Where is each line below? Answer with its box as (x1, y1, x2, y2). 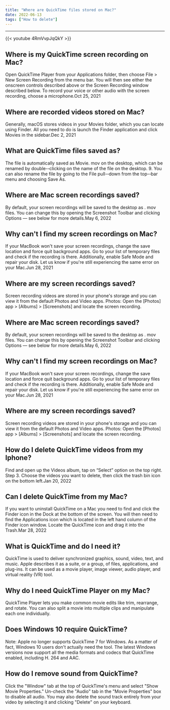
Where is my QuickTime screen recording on (5, 50, 148, 59)
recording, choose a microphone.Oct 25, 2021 (5, 93, 101, 99)
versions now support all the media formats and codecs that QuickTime (5, 649, 154, 655)
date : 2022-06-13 (5, 12, 42, 17)
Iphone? (5, 454, 32, 462)
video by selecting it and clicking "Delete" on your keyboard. (5, 699, 132, 705)
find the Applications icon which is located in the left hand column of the (5, 517, 156, 523)
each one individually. (5, 610, 51, 616)
